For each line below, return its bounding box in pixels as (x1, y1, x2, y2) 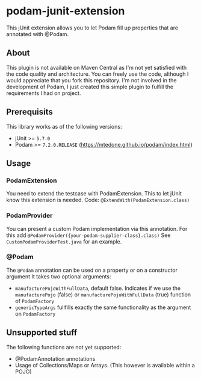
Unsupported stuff (6, 328, 78, 338)
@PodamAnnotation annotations (14, 355, 96, 362)
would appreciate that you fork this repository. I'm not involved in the (6, 76, 177, 84)
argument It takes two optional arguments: (6, 272, 111, 280)
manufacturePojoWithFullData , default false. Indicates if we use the (14, 284, 181, 292)
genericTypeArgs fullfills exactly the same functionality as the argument (14, 304, 191, 311)
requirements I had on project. (6, 89, 81, 97)
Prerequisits (6, 107, 53, 117)
